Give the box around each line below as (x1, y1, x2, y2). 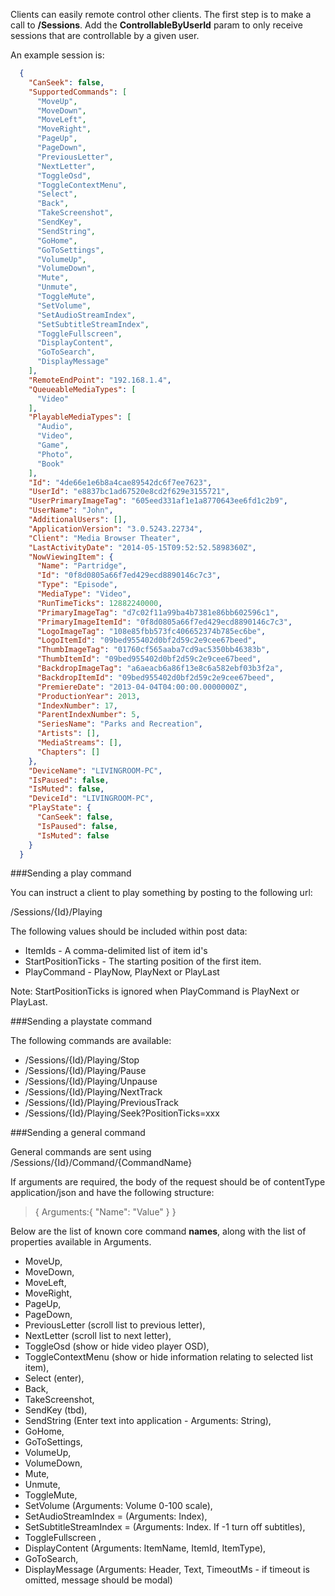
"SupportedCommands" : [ (28, 87, 128, 97)
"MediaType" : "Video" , (36, 589, 132, 599)
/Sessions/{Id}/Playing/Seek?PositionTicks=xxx (24, 1107, 220, 1119)
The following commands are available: (10, 1035, 172, 1047)
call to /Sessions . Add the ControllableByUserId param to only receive (10, 19, 303, 31)
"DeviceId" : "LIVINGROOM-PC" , (28, 794, 155, 804)
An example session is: (10, 49, 105, 61)
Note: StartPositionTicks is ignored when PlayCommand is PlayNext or (10, 985, 300, 998)
